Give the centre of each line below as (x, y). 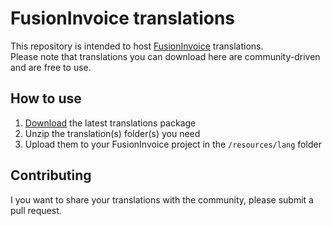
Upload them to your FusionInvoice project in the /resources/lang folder (173, 144)
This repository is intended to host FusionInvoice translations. (137, 46)
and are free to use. (51, 67)
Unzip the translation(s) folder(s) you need (112, 133)
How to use (46, 98)
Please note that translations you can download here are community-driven (165, 56)
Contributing (51, 175)
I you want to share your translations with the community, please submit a (162, 199)
